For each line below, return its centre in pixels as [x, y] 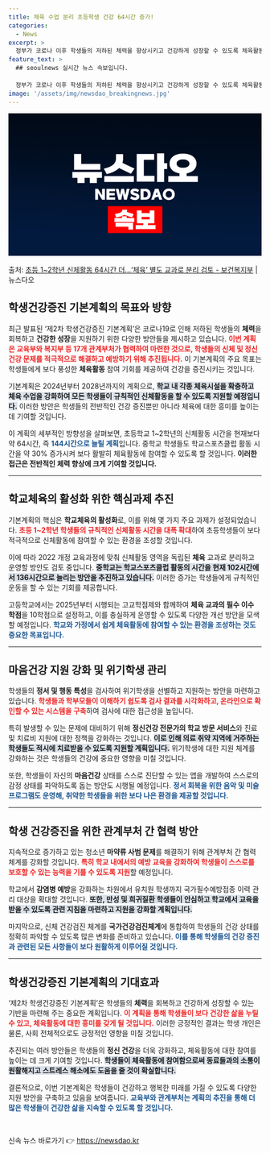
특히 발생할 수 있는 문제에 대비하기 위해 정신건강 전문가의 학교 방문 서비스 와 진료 [133, 728]
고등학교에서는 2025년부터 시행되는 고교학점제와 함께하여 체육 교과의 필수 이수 [131, 604]
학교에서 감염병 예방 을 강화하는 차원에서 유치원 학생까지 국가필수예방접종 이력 [129, 890]
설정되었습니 [237, 520]
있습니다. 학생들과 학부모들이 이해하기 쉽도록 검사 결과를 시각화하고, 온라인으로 [131, 701]
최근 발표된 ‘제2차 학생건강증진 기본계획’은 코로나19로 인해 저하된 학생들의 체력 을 [135, 328]
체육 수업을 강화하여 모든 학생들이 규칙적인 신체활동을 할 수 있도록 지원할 [121, 396]
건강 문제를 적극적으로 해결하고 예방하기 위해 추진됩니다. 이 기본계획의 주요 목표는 [135, 359]
